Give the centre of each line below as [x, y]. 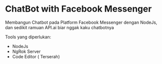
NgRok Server [26, 51]
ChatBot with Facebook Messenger [79, 9]
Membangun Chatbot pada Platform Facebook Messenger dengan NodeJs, [81, 22]
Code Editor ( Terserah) [36, 56]
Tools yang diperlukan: [28, 37]
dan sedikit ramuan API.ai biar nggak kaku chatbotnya [60, 27]
